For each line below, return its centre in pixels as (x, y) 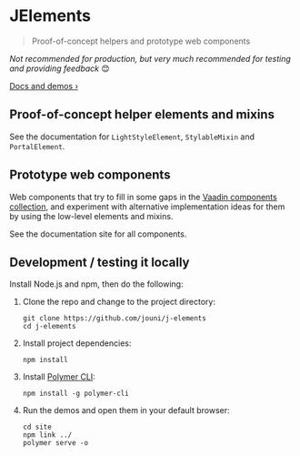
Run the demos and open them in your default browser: (126, 410)
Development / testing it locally (100, 262)
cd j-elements (49, 327)
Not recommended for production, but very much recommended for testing (150, 58)
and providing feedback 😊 (60, 68)
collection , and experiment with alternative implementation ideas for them (147, 207)
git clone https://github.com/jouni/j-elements (114, 319)
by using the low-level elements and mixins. (91, 216)
